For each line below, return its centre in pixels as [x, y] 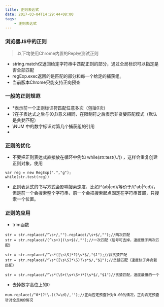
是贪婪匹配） [25, 120]
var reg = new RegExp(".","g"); [38, 173]
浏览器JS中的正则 [26, 41]
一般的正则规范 [23, 96]
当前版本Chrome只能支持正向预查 [46, 82]
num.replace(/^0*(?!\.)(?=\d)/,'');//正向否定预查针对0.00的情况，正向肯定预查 [82, 295]
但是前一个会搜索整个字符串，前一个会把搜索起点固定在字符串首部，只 [83, 193]
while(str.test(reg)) [27, 177]
